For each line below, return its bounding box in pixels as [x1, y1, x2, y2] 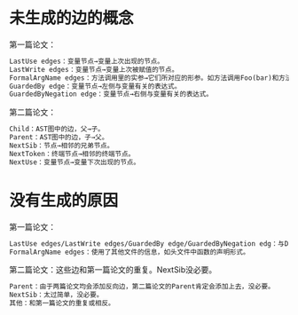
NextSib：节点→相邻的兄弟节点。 [9, 141, 114, 151]
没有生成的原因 [9, 190, 119, 210]
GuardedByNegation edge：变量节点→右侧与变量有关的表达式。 [9, 90, 213, 98]
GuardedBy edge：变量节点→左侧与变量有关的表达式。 [9, 82, 182, 91]
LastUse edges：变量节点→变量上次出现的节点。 [9, 57, 164, 66]
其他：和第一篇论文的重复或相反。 [9, 299, 115, 308]
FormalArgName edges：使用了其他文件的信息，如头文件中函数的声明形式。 [9, 248, 250, 256]
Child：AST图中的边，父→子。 [9, 125, 105, 134]
